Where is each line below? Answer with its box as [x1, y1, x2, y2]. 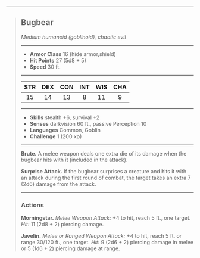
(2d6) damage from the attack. [20, 180, 96, 188]
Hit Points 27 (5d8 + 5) [29, 57, 86, 64]
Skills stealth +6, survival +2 [29, 114, 100, 121]
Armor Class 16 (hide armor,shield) [29, 50, 116, 57]
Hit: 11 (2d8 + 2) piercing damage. [20, 221, 104, 228]
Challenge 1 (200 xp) [29, 132, 82, 140]
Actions [20, 201, 45, 209]
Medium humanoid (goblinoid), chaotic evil [20, 33, 126, 41]
